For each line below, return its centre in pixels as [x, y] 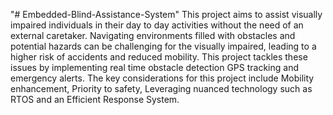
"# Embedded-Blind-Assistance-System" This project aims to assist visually [166, 14]
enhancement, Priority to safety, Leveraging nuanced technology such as [161, 88]
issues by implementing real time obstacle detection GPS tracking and [155, 67]
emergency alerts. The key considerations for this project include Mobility [162, 78]
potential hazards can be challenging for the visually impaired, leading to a [163, 46]
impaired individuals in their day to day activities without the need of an [157, 25]
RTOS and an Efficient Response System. [95, 99]
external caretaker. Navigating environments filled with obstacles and [153, 35]
